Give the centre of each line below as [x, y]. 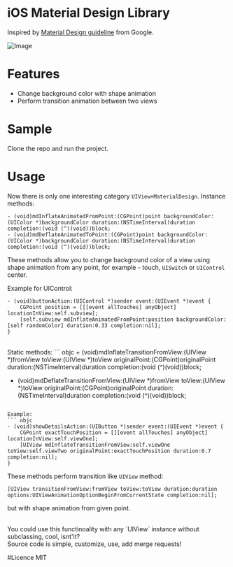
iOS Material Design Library [89, 13]
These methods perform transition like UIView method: [85, 476]
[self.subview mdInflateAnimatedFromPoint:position [97, 320]
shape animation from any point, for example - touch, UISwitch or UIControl [116, 267]
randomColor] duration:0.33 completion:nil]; [93, 325]
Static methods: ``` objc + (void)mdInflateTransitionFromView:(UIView [107, 352]
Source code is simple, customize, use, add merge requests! [94, 544]
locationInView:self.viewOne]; [53, 438]
